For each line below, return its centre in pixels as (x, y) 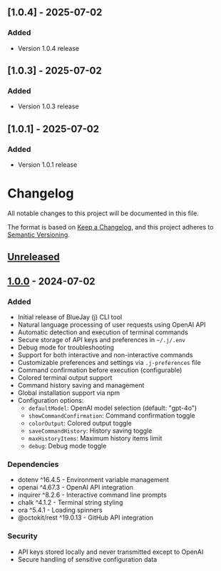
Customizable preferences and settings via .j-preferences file (109, 363)
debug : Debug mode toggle (67, 446)
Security (22, 536)
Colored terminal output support (65, 378)
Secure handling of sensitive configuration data (87, 559)
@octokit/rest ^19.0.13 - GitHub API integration (86, 518)
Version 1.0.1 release (47, 165)
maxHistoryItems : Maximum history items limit (95, 438)
